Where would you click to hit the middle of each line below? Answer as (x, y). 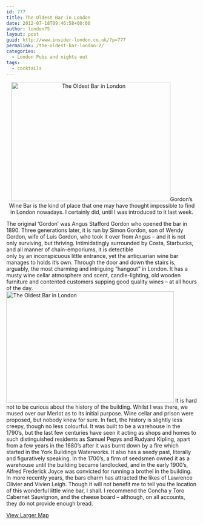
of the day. (20, 288)
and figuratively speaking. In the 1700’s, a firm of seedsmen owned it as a (98, 458)
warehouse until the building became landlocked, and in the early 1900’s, (97, 465)
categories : (21, 51)
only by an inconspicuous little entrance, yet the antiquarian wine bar (92, 256)
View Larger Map (28, 515)
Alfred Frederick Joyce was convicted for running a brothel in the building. (99, 471)
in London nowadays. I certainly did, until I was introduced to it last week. (102, 212)
